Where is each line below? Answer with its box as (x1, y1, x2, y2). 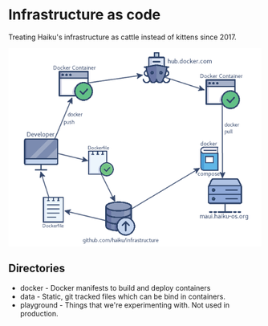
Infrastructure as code (8, 6, 161, 24)
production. (19, 308, 59, 318)
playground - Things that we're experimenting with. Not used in (19, 300, 230, 310)
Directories (8, 262, 66, 275)
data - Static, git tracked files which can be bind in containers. (19, 291, 226, 301)
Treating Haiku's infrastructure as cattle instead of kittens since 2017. (8, 32, 237, 42)
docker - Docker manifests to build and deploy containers (19, 283, 211, 292)
